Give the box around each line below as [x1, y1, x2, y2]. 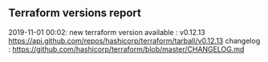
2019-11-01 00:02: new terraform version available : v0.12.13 [8, 27, 206, 37]
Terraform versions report [8, 6, 142, 20]
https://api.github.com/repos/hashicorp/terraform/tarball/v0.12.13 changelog [8, 36, 261, 45]
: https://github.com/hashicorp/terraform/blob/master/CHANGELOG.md [8, 44, 245, 54]
